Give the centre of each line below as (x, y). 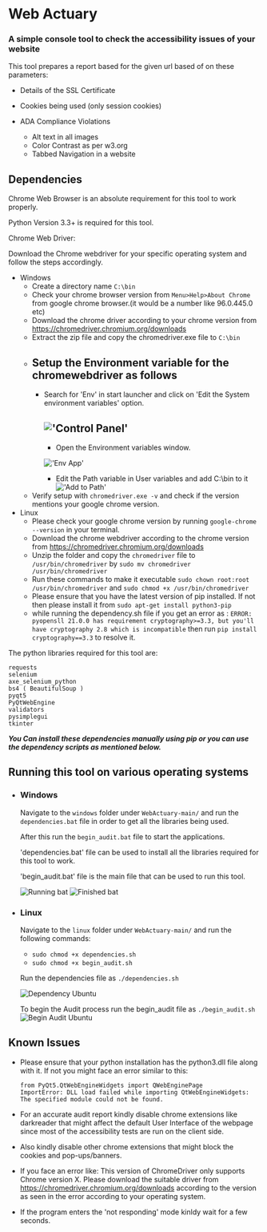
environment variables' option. (94, 403)
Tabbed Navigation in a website (84, 154)
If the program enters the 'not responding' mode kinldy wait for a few (133, 1212)
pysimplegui (28, 717)
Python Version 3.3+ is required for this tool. (81, 223)
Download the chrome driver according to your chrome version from (144, 321)
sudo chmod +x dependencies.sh (84, 955)
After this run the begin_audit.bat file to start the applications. (122, 836)
